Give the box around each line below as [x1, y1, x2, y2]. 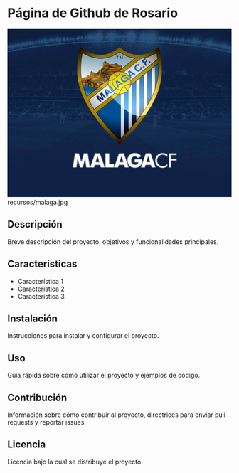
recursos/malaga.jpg [7, 198, 68, 206]
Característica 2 [17, 285, 65, 293]
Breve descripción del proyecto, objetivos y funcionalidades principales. [7, 237, 219, 246]
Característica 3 [17, 292, 65, 300]
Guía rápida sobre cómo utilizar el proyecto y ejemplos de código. [7, 371, 201, 380]
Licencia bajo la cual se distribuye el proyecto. [7, 457, 144, 466]
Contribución [7, 391, 68, 403]
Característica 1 [17, 277, 64, 285]
